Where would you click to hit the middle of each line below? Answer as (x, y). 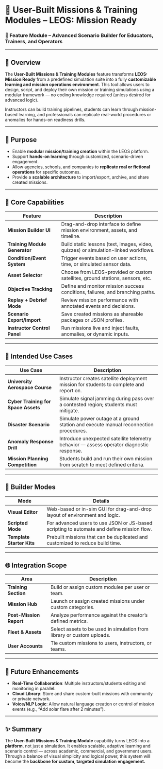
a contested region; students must (98, 404)
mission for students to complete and (102, 384)
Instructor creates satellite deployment (103, 378)
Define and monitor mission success (103, 286)
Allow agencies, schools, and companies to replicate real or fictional (81, 167)
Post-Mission (24, 615)
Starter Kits (21, 543)
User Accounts (25, 646)
